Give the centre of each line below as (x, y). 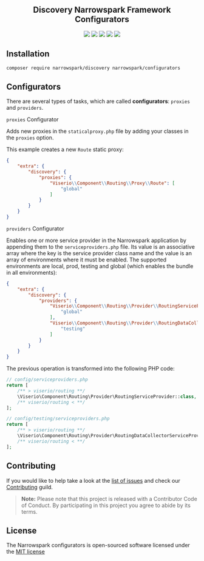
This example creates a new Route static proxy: (65, 149)
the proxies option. (30, 138)
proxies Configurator (32, 119)
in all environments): (32, 272)
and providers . (25, 108)
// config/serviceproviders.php (47, 380)
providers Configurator (35, 228)
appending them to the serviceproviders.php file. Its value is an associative (101, 247)
